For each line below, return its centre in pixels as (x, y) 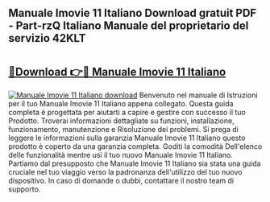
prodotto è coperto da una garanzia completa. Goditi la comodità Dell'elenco (135, 146)
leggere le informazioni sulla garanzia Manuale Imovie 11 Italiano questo (127, 138)
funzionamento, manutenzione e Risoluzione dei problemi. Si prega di (124, 129)
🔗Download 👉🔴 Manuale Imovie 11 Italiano (117, 72)
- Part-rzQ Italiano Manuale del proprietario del (129, 26)
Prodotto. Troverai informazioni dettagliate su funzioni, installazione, (122, 121)
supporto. (25, 189)
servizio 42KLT (47, 38)
